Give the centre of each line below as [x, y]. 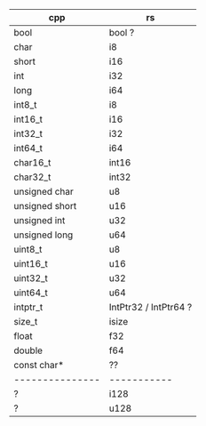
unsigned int [40, 220]
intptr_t [28, 307]
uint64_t [31, 293]
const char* [39, 365]
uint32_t [31, 278]
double [28, 350]
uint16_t [31, 264]
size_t [26, 322]
